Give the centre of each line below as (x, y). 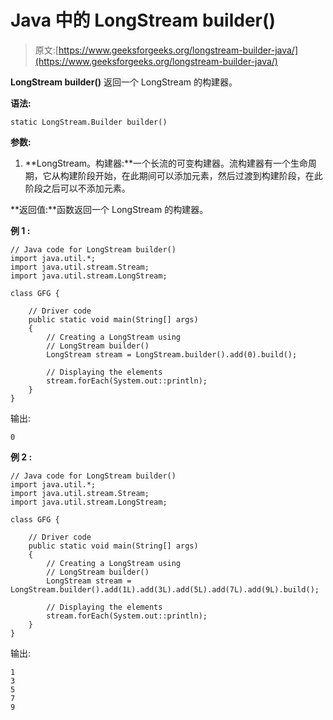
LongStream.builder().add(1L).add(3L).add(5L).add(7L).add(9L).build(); (165, 589)
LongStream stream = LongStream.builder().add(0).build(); (172, 354)
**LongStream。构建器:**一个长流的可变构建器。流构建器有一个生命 (166, 163)
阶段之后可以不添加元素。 (77, 188)
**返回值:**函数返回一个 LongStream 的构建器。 (109, 209)
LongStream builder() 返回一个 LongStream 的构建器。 (124, 82)
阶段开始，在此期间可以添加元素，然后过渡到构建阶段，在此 (200, 175)
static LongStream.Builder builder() (89, 122)
